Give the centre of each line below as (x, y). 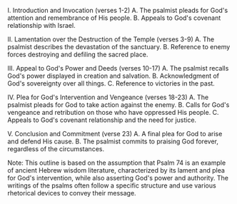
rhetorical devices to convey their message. (72, 193)
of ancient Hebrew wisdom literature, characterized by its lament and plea (116, 170)
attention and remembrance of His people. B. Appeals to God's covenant (114, 18)
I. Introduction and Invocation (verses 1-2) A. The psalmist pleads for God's (118, 10)
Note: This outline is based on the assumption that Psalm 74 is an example (117, 163)
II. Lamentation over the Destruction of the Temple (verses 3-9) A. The (111, 39)
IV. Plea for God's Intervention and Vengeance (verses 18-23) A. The (108, 97)
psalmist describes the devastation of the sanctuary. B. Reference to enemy (119, 47)
